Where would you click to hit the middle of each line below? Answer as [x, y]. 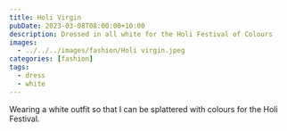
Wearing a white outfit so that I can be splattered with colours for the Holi [143, 109]
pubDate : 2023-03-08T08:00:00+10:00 [77, 26]
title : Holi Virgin [45, 17]
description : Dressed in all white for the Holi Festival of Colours [141, 34]
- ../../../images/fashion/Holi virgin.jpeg [101, 51]
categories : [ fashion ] [51, 59]
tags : [19, 68]
